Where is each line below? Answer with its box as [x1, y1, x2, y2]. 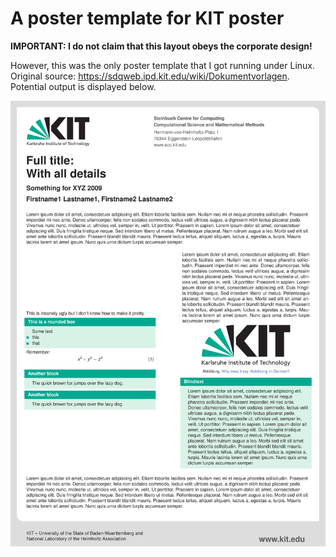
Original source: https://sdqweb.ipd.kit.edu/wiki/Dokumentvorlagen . [10, 70, 290, 82]
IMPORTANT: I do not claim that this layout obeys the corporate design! [10, 40, 313, 52]
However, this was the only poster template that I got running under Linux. [10, 59, 316, 71]
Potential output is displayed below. [10, 80, 157, 92]
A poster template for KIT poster [10, 7, 285, 30]
